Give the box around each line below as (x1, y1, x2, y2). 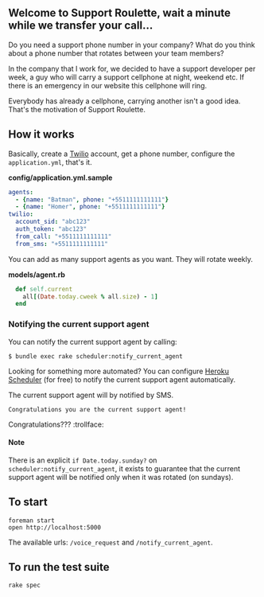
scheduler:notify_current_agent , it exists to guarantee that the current (8, 463, 241, 473)
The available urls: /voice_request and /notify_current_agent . (8, 537, 213, 547)
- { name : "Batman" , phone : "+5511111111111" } (15, 195, 169, 204)
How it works (8, 127, 75, 142)
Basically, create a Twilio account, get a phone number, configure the (8, 149, 235, 158)
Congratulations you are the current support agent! (8, 405, 187, 413)
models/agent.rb (8, 270, 66, 279)
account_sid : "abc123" (15, 218, 91, 226)
